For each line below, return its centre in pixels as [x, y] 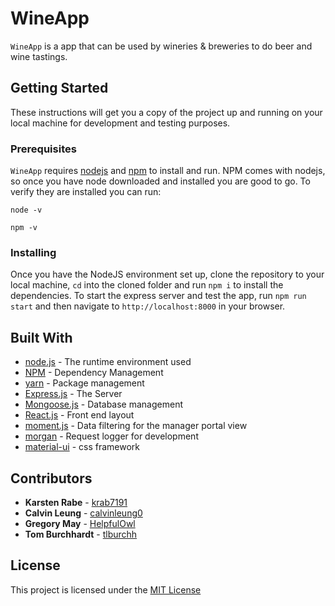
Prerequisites [43, 149]
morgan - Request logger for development [111, 436]
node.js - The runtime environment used [108, 362]
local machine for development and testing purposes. [120, 123]
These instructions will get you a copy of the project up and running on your [166, 112]
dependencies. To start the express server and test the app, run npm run [158, 296]
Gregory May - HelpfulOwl [80, 523]
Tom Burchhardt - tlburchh [81, 534]
